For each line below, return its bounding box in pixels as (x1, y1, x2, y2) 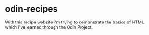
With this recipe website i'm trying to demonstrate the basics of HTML (5, 19, 145, 25)
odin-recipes (5, 3, 58, 14)
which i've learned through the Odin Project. (5, 24, 93, 30)
